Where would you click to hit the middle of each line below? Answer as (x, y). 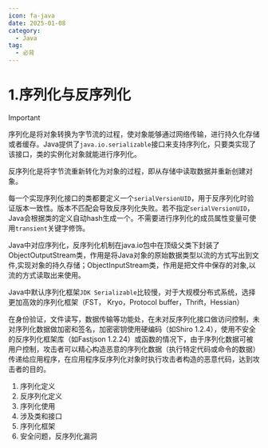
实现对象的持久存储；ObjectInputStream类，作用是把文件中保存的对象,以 (136, 265)
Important (24, 118)
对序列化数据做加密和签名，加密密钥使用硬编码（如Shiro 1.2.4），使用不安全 (132, 329)
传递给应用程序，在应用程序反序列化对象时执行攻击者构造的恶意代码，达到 (130, 359)
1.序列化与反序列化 (70, 95)
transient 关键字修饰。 (53, 228)
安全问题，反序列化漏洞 (58, 436)
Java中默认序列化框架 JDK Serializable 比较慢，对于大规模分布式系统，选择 (132, 292)
